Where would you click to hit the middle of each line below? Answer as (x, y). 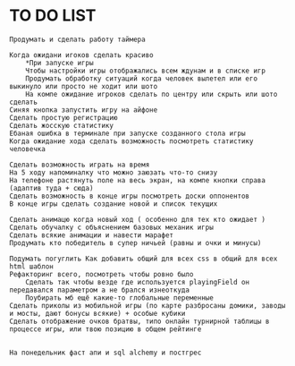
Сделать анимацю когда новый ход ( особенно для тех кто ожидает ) (138, 219)
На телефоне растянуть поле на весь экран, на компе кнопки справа (138, 180)
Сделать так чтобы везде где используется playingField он (138, 282)
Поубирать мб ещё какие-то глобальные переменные (120, 298)
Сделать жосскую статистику (62, 125)
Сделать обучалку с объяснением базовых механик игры (112, 227)
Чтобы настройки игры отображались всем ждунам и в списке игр (146, 71)
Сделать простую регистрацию (63, 117)
